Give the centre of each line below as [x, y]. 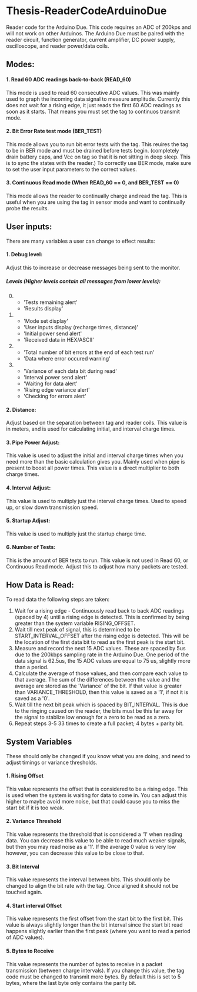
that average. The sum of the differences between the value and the [97, 679]
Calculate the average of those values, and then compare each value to [101, 673]
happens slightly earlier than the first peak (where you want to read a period [98, 931]
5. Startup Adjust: [28, 521]
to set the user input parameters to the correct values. [71, 169]
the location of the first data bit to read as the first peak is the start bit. [100, 642]
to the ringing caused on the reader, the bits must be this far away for [99, 710]
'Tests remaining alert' [50, 302]
